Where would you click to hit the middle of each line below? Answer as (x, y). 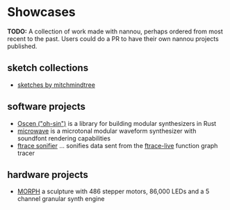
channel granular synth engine (61, 199)
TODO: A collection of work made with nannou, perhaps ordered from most (115, 31)
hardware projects (48, 175)
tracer (26, 153)
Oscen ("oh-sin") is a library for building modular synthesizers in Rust (117, 123)
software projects (46, 107)
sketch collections (48, 68)
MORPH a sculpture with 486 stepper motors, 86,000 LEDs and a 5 (113, 191)
